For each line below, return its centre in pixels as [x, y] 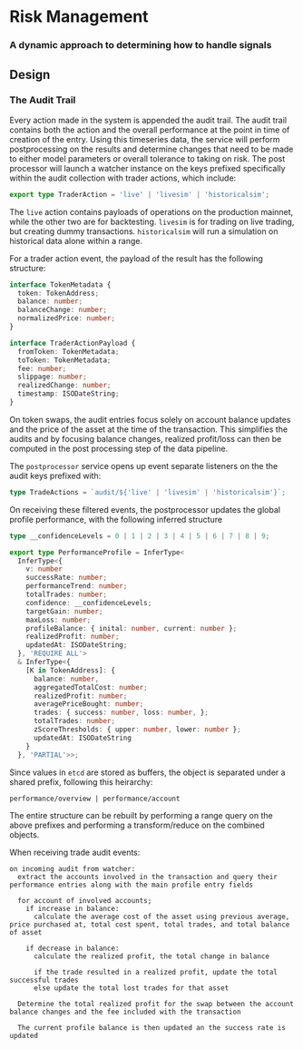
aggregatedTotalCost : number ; [90, 687]
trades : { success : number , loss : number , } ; [121, 713]
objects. [24, 834]
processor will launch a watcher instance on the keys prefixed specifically [147, 168]
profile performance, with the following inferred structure [116, 519]
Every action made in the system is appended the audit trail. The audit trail [148, 120]
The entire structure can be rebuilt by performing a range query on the [142, 815]
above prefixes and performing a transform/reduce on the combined [137, 825]
